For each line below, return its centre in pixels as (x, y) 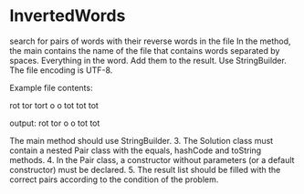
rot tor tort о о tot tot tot (54, 105)
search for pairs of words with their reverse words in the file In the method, (150, 41)
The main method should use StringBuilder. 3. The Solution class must (142, 140)
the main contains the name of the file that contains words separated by (145, 50)
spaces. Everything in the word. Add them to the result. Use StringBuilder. (148, 60)
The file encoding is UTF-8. (61, 70)
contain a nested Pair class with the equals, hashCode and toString (136, 150)
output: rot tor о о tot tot (55, 123)
